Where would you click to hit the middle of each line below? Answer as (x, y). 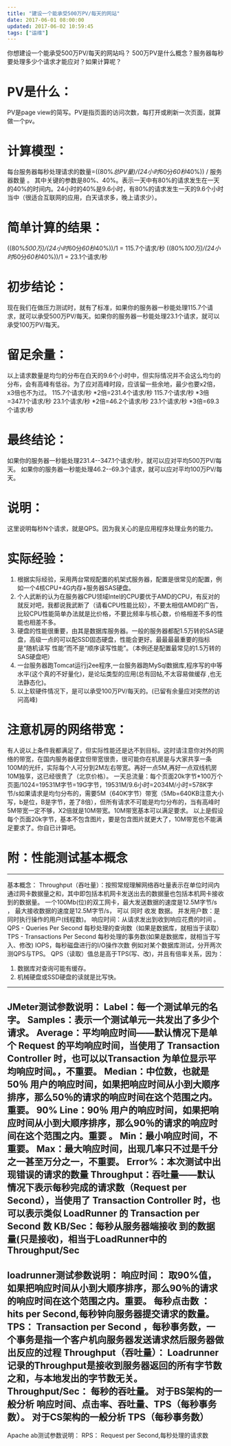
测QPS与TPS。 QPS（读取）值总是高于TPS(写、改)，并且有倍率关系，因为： (115, 953)
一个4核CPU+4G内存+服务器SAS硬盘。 (79, 587)
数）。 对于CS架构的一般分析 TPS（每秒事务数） (108, 1417)
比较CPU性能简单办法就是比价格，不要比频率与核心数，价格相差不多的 (117, 614)
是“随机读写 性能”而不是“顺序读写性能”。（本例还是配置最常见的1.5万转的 (119, 648)
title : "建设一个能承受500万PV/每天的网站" (64, 13)
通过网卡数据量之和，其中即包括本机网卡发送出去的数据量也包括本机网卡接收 (115, 893)
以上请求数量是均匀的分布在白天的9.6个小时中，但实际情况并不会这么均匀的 (114, 375)
